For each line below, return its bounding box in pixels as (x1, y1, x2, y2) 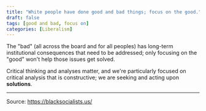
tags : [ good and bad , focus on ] (6, 20, 89, 26)
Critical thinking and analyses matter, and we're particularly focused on (6, 68, 186, 75)
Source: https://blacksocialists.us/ (6, 98, 93, 106)
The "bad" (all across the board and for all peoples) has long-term (6, 43, 174, 50)
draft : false (6, 15, 40, 21)
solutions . (6, 81, 32, 88)
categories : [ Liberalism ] (6, 26, 72, 32)
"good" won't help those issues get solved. (6, 56, 115, 63)
